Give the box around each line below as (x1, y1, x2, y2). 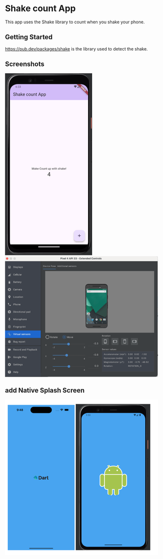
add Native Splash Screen (5, 386, 85, 395)
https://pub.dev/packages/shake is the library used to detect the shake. (5, 46, 148, 51)
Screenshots (5, 60, 45, 68)
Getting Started (5, 33, 53, 41)
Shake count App (5, 3, 76, 14)
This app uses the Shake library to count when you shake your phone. (5, 19, 145, 25)
